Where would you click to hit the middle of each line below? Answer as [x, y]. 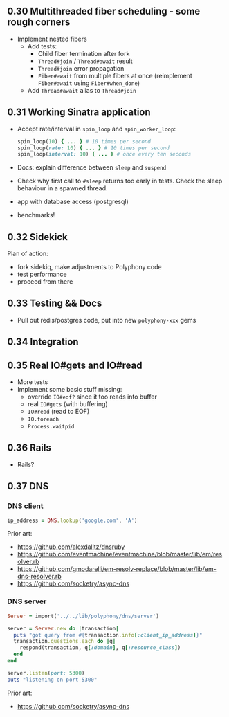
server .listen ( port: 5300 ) [46, 673]
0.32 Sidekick [37, 237]
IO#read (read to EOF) [58, 412]
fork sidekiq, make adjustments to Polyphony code [89, 267]
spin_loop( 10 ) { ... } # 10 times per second [84, 141]
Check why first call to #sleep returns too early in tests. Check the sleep [120, 181]
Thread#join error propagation [81, 68]
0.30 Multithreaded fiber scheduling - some [104, 11]
